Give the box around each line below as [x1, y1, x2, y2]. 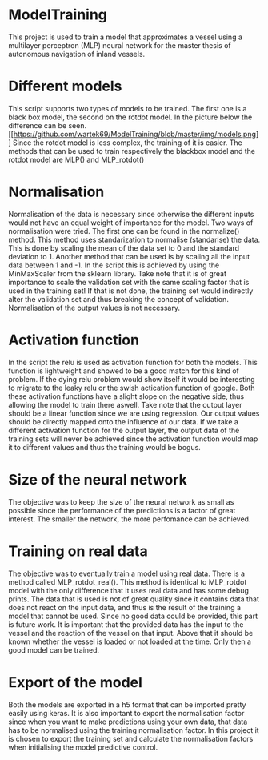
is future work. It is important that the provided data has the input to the [8, 619, 244, 629]
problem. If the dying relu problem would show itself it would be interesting [8, 374, 255, 384]
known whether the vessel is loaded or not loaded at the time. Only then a [8, 637, 252, 646]
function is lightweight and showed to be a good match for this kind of [8, 366, 240, 376]
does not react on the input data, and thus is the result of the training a [8, 602, 242, 612]
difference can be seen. [8, 120, 86, 130]
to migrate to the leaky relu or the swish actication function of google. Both [8, 383, 255, 392]
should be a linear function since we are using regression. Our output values [8, 408, 260, 418]
